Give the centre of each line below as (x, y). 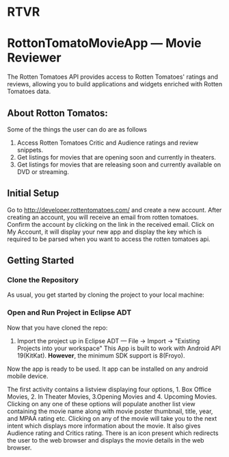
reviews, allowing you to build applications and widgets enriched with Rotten (115, 84)
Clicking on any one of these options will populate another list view (102, 404)
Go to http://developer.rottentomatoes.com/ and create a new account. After (114, 210)
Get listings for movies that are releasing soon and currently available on (119, 164)
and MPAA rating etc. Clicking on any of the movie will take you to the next (112, 418)
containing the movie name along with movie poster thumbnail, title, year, (110, 411)
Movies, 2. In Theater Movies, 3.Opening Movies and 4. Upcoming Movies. (112, 396)
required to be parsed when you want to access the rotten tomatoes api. (109, 239)
